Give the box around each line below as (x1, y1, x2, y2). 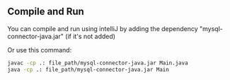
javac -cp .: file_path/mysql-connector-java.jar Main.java (7, 59, 189, 67)
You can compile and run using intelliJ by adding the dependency (7, 24, 198, 33)
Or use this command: (7, 45, 72, 54)
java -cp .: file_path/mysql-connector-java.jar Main (7, 66, 170, 73)
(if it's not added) (64, 32, 115, 40)
